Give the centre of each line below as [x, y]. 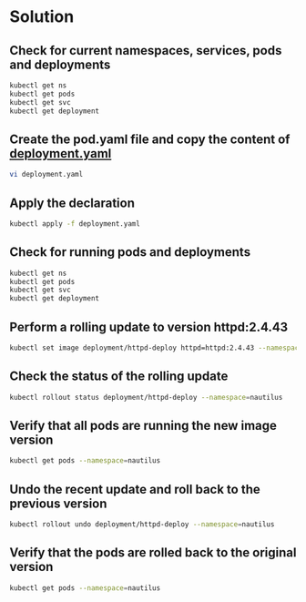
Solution [42, 17]
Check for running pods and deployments [130, 252]
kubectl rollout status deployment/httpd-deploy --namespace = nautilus [146, 397]
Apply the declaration [72, 203]
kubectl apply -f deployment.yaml [75, 224]
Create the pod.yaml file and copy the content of [150, 139]
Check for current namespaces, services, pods [146, 51]
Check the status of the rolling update [119, 377]
